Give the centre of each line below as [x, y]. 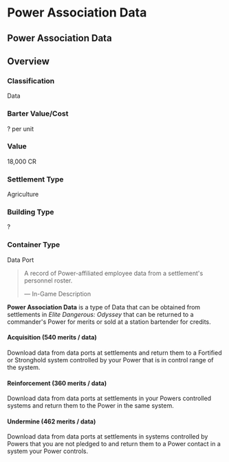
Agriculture [23, 195]
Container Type [34, 245]
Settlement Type [35, 179]
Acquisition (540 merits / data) [52, 338]
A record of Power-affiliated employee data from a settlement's [113, 273]
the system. [24, 367]
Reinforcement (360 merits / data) [57, 383]
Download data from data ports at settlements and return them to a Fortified [115, 353]
